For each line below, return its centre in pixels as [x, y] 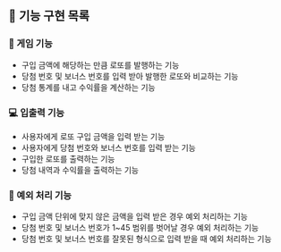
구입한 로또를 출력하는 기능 [68, 158]
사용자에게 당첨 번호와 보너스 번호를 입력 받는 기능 [108, 147]
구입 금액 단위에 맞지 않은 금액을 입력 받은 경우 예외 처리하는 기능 [134, 216]
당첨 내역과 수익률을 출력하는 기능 [80, 170]
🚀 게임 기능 [30, 44]
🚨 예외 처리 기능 [40, 195]
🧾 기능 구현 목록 [49, 16]
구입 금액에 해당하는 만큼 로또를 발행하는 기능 [100, 64]
